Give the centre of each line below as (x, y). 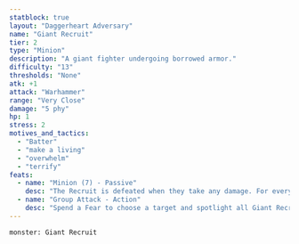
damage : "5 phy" (39, 109)
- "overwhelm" (43, 158)
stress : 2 (28, 126)
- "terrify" (40, 167)
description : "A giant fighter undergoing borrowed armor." (123, 59)
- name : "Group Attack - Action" (79, 200)
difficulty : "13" (41, 68)
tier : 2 (24, 42)
